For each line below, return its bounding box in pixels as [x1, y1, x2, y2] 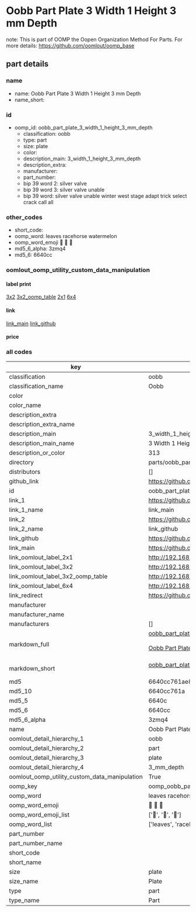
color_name [9, 401, 41, 409]
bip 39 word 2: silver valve [23, 180, 87, 187]
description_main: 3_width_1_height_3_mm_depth [23, 155, 141, 162]
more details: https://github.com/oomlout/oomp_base [6, 42, 135, 49]
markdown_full [9, 641, 50, 649]
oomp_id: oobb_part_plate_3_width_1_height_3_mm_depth [14, 124, 153, 131]
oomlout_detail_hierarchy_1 [9, 735, 84, 743]
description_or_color [9, 449, 65, 457]
